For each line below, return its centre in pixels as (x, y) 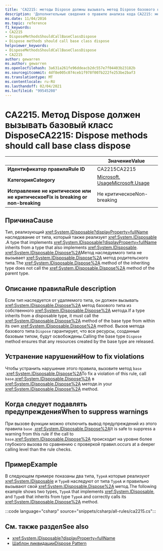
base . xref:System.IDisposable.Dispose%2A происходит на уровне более (79, 439)
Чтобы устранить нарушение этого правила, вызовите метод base (73, 368)
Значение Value (126, 161)
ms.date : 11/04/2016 (26, 18)
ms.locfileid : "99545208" (31, 91)
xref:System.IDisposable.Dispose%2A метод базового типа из (68, 305)
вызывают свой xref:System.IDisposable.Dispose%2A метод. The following (81, 486)
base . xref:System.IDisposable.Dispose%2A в (50, 378)
